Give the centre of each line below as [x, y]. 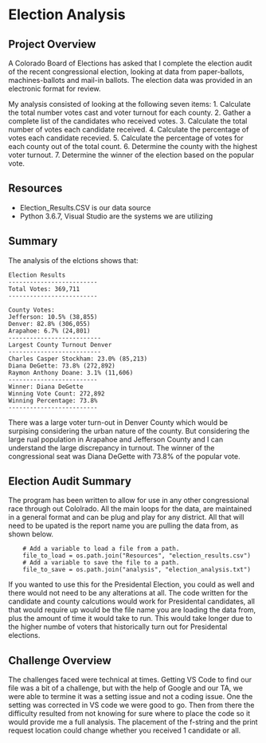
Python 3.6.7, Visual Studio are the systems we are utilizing [116, 216]
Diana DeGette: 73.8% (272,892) [62, 366]
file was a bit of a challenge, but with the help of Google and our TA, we [125, 688]
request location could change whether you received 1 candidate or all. [125, 730]
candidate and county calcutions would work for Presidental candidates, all [131, 601]
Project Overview [52, 44]
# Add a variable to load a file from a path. [101, 549]
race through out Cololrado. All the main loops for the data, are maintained [130, 509]
